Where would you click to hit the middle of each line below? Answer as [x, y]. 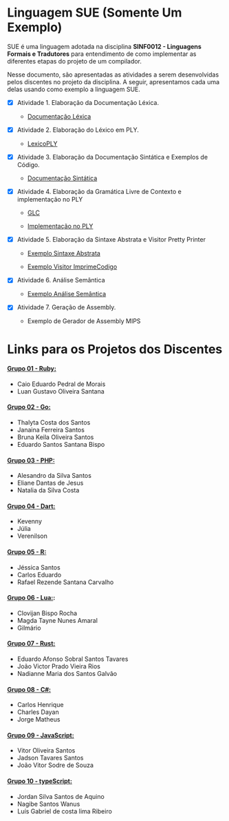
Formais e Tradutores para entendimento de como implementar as [102, 54]
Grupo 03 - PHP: [31, 460]
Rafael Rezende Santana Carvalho [65, 582]
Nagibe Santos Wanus [48, 804]
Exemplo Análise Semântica [67, 294]
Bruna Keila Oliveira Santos [55, 437]
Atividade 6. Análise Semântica [61, 280]
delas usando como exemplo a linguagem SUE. [74, 89]
